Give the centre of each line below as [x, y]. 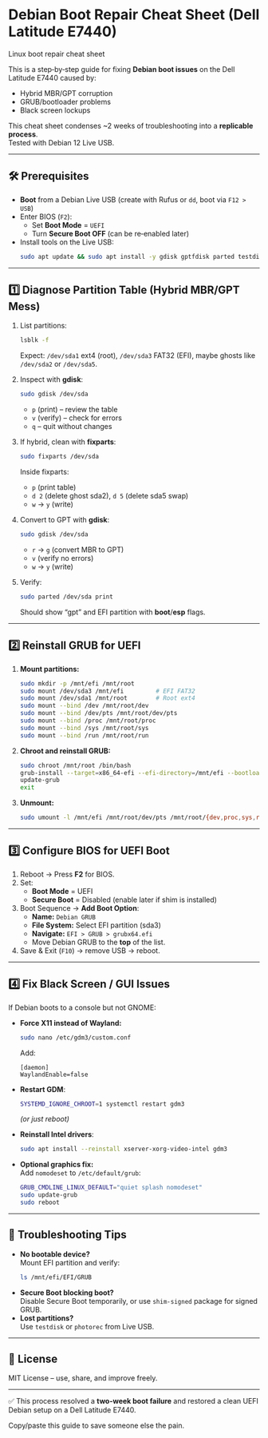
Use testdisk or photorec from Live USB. [87, 1326]
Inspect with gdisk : [51, 379]
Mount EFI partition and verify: [70, 1262]
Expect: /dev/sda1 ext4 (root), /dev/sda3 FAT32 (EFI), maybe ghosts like [138, 356]
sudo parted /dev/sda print [66, 597]
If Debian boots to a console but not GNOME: [83, 1007]
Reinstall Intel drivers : [57, 1134]
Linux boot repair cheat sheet [57, 54]
